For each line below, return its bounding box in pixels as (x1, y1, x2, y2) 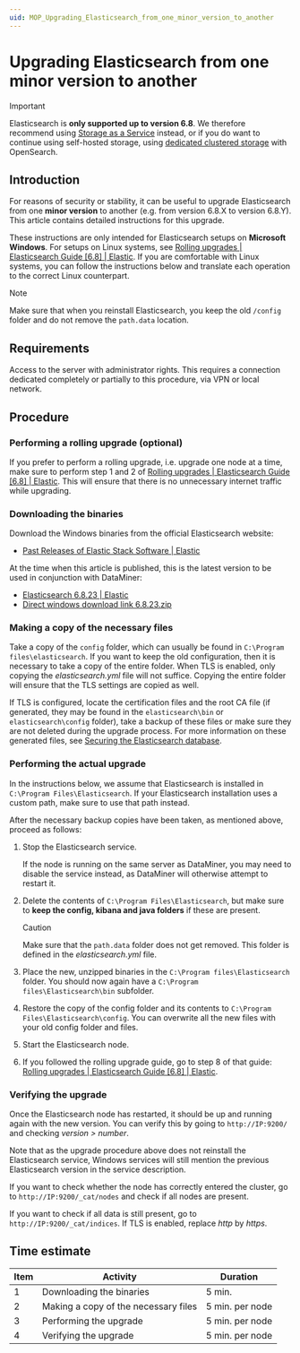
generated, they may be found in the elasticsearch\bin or (9, 707, 224, 718)
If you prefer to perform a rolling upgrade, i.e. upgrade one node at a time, (9, 456, 283, 467)
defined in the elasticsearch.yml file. (21, 949, 158, 960)
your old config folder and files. (21, 1021, 139, 1032)
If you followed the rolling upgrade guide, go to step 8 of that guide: (21, 1056, 272, 1067)
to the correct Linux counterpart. (9, 271, 130, 281)
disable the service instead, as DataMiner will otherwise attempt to (21, 868, 269, 879)
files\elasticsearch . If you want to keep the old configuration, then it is (9, 651, 276, 662)
